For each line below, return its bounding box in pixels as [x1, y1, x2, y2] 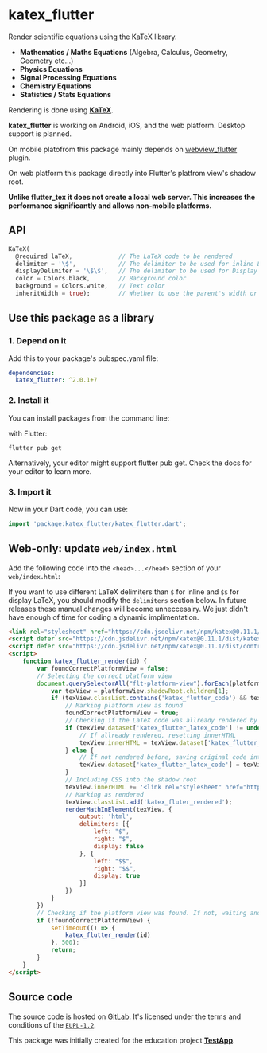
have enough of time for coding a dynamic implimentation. [8, 612, 199, 622]
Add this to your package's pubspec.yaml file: [8, 353, 159, 363]
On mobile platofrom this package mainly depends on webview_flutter [8, 144, 238, 154]
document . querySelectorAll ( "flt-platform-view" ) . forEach [37, 679, 229, 687]
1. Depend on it [8, 335, 67, 346]
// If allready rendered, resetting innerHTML [79, 731, 237, 739]
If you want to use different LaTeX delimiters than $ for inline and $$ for [8, 587, 240, 597]
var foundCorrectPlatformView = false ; [37, 664, 169, 672]
